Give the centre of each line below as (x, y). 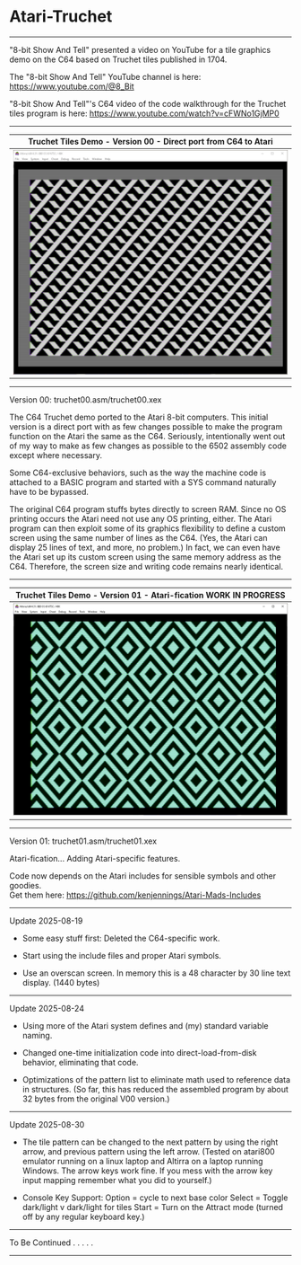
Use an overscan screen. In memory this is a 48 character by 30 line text (156, 973)
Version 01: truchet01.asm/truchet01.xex (83, 841)
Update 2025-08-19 (46, 920)
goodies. (26, 885)
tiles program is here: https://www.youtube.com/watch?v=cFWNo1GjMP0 (144, 113)
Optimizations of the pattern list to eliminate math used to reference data (156, 1079)
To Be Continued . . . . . (52, 1243)
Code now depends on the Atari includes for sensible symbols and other (142, 876)
